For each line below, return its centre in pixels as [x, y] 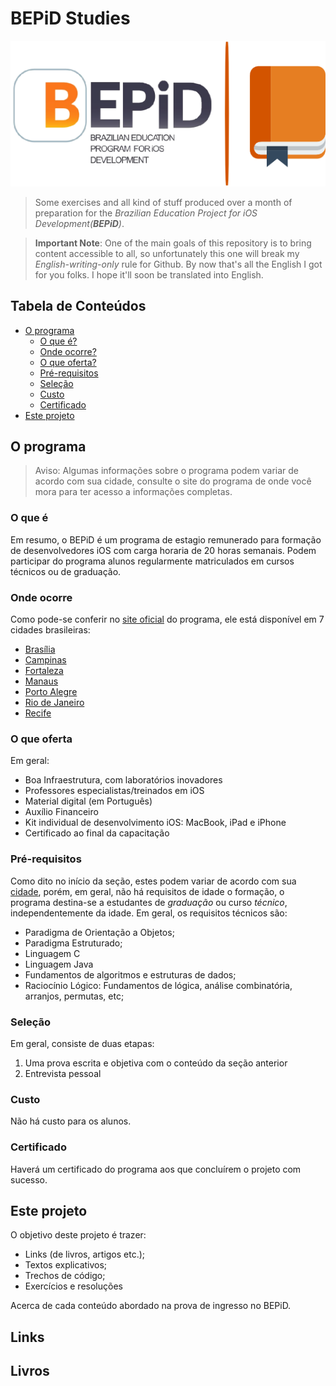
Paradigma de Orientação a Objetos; [99, 932]
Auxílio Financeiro [61, 812]
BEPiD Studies [70, 18]
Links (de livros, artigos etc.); [85, 1254]
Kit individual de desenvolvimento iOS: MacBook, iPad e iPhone [155, 823]
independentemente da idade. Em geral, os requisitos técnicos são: [149, 913]
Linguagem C [52, 953]
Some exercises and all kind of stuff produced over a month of [163, 202]
